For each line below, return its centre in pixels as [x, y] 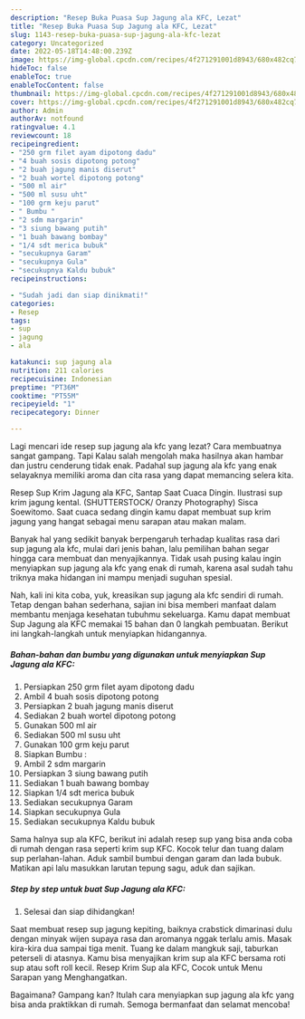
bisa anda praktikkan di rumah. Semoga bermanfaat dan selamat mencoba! [150, 1004]
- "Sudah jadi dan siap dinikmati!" [79, 295]
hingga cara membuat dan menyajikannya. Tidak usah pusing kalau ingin [146, 558]
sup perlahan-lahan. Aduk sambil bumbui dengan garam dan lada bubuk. [146, 858]
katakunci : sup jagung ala [61, 362]
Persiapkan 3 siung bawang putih [86, 773]
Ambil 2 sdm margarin [65, 764]
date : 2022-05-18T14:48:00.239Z [71, 52]
